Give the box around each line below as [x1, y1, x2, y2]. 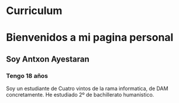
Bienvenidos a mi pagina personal [6, 31, 174, 44]
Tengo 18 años [6, 71, 49, 80]
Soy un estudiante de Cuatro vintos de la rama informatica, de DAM [6, 85, 168, 92]
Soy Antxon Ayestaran [6, 54, 89, 64]
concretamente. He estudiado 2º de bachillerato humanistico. [6, 91, 154, 98]
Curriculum [6, 4, 63, 18]
